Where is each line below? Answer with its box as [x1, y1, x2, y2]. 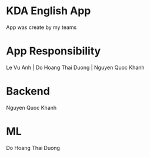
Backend [6, 84, 50, 98]
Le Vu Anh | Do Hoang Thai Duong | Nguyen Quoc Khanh [6, 64, 145, 71]
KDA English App [6, 4, 91, 18]
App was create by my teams [6, 24, 77, 31]
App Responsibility [6, 44, 101, 58]
